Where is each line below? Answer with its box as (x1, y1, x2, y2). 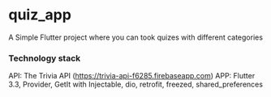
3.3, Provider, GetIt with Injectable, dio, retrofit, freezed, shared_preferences (8, 79, 264, 90)
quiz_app (8, 6, 71, 24)
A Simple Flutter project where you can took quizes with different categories (8, 32, 264, 42)
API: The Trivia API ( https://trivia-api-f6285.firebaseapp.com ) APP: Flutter (8, 71, 256, 81)
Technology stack (8, 53, 81, 64)
